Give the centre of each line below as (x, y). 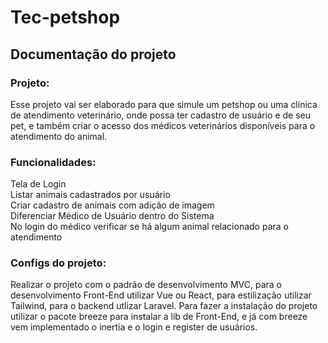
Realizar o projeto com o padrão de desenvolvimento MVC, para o (146, 285)
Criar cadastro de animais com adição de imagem (112, 205)
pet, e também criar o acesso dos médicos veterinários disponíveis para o (163, 125)
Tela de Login (38, 184)
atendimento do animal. (59, 136)
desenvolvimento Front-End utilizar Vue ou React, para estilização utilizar (161, 295)
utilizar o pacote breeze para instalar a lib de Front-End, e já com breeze (159, 317)
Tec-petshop (65, 17)
